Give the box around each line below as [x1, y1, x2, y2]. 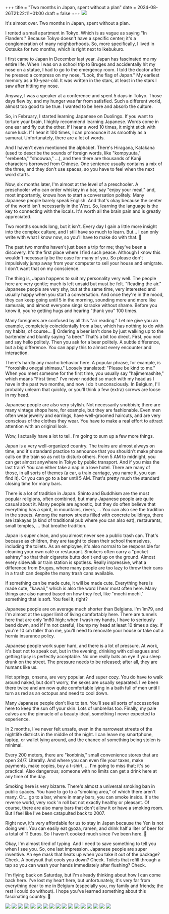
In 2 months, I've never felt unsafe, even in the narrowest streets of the [5, 726, 153, 732]
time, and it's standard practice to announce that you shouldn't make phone [5, 448, 163, 454]
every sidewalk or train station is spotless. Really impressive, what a [5, 559, 146, 565]
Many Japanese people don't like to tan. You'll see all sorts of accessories [5, 700, 159, 706]
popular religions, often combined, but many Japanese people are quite [5, 496, 154, 502]
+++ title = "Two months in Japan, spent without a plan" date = [5, 5, 136, 10]
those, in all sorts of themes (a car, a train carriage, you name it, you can [5, 470, 156, 476]
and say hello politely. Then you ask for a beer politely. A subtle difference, [5, 339, 160, 345]
